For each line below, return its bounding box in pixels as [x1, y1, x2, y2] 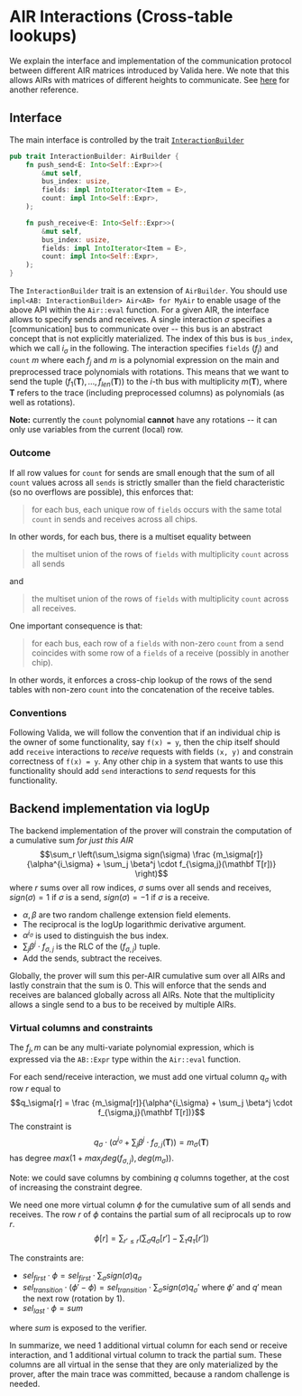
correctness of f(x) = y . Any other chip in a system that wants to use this [9, 756, 284, 767]
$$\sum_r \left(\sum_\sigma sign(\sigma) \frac [40, 849, 211, 860]
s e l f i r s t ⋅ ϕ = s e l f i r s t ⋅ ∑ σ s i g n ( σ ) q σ [22, 1270, 142, 1283]
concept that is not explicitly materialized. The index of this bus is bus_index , [9, 333, 294, 344]
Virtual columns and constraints [9, 1021, 153, 1034]
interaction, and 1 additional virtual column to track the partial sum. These [9, 1350, 282, 1361]
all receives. [31, 602, 77, 613]
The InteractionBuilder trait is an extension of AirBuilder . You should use [9, 285, 288, 295]
